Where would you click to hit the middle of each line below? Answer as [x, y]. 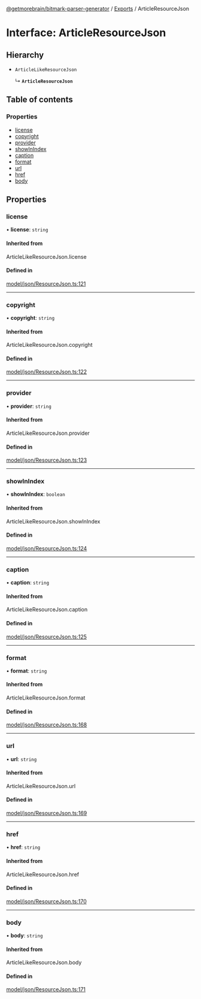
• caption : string [28, 583]
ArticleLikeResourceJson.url [41, 786]
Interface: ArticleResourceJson [86, 33]
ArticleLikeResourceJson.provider [48, 433]
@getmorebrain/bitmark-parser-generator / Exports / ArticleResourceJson [98, 9]
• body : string [25, 936]
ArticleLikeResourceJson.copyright [49, 345]
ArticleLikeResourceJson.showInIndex [53, 521]
